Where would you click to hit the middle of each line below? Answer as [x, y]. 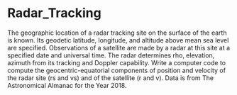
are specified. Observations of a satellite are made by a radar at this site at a [119, 47]
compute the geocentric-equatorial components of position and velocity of [116, 70]
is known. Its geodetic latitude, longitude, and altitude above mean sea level [118, 40]
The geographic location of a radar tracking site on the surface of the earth [117, 33]
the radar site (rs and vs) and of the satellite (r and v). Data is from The [111, 78]
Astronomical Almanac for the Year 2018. [67, 85]
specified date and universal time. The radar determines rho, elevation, [111, 55]
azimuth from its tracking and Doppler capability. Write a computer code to [116, 62]
